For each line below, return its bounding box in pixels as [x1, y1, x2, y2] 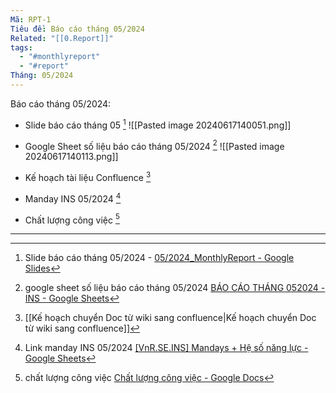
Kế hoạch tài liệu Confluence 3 [24, 170, 152, 183]
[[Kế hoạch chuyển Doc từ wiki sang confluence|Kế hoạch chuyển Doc [24, 312, 317, 324]
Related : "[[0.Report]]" [10, 33, 114, 43]
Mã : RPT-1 [10, 14, 52, 25]
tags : [10, 42, 33, 53]
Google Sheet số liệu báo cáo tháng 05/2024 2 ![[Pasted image [24, 138, 285, 152]
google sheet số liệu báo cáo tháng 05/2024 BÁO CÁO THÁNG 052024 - [24, 282, 326, 294]
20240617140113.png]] [24, 151, 119, 163]
